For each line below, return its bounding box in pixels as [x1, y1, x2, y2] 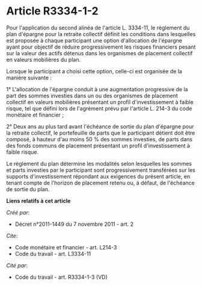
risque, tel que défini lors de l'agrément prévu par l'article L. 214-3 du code [6, 105, 192, 112]
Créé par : [6, 208, 30, 216]
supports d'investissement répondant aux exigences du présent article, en [6, 172, 191, 180]
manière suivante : [6, 74, 52, 81]
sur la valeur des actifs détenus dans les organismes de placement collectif [6, 49, 194, 56]
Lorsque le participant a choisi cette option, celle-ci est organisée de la [6, 67, 182, 75]
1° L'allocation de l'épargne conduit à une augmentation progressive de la [6, 85, 188, 93]
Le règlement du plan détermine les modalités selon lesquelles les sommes [6, 160, 192, 167]
